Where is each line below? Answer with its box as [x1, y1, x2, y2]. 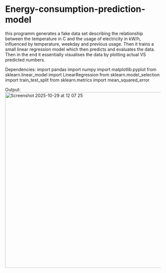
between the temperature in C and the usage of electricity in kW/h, [5, 36, 141, 42]
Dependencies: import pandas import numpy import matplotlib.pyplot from [5, 66, 157, 72]
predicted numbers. [5, 57, 45, 63]
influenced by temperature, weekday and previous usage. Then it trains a [5, 41, 154, 47]
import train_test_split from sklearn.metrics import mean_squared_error [5, 77, 150, 83]
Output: [5, 86, 21, 92]
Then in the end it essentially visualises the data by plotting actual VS [5, 51, 146, 58]
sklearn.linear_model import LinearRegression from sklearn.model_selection [5, 71, 160, 77]
